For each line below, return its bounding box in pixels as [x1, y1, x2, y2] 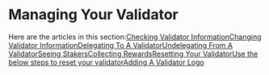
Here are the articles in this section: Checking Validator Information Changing [8, 32, 262, 41]
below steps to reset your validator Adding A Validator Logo [8, 57, 204, 67]
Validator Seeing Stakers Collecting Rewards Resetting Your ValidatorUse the [8, 49, 258, 58]
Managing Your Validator [8, 6, 179, 24]
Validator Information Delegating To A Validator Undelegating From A [8, 40, 233, 49]
